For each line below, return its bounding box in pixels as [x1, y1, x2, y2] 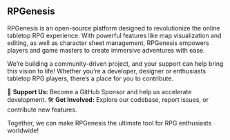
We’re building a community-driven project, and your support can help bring [7, 59, 224, 68]
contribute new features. [7, 105, 77, 114]
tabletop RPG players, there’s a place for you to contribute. [7, 74, 174, 82]
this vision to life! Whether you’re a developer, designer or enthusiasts [7, 67, 206, 75]
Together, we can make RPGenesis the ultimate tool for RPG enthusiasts [7, 119, 212, 127]
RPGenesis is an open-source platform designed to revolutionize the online [7, 24, 220, 32]
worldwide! [7, 126, 39, 134]
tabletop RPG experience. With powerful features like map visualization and [7, 31, 222, 40]
